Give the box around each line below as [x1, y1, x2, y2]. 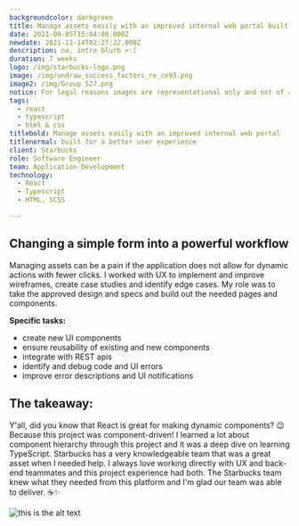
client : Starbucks [9, 145, 77, 154]
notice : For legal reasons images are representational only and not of [9, 87, 285, 96]
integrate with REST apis [21, 351, 113, 362]
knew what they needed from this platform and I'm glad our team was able [9, 476, 282, 487]
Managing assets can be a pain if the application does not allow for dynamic [9, 259, 289, 270]
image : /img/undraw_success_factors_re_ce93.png [9, 71, 193, 80]
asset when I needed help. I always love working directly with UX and [9, 457, 264, 468]
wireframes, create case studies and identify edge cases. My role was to [9, 278, 276, 290]
